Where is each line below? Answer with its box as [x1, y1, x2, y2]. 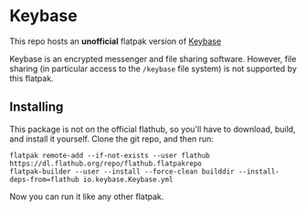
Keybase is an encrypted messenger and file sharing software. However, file [9, 53, 297, 64]
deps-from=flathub [9, 174, 79, 184]
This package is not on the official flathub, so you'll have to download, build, [9, 123, 296, 134]
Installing [9, 100, 64, 115]
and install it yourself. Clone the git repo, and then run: [9, 133, 215, 144]
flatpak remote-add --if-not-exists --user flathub [9, 151, 210, 160]
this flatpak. [9, 72, 54, 83]
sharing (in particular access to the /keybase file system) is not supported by [9, 63, 297, 74]
